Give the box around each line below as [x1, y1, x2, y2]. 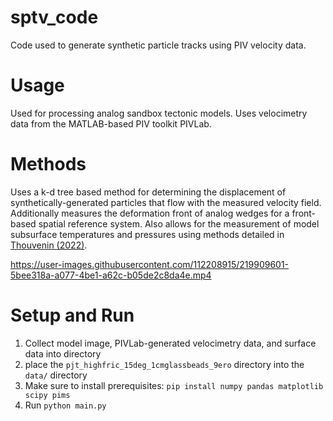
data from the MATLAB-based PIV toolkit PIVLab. [10, 117, 212, 130]
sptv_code [10, 6, 99, 29]
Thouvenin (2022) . [10, 239, 88, 251]
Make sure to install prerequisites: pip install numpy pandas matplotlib [24, 379, 324, 391]
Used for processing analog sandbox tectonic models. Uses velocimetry [10, 107, 308, 119]
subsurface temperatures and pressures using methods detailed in [10, 228, 285, 240]
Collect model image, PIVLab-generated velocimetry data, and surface [24, 337, 317, 349]
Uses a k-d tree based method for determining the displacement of [10, 186, 287, 198]
